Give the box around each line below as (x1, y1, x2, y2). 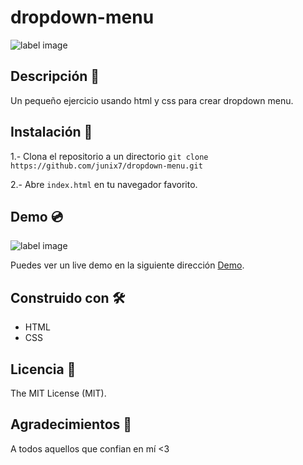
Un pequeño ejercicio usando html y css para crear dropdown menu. (10, 94, 294, 106)
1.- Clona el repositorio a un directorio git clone (10, 150, 209, 162)
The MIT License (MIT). (10, 387, 107, 399)
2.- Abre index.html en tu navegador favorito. (10, 178, 198, 190)
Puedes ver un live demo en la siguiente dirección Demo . (10, 259, 245, 271)
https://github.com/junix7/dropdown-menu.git (10, 161, 203, 171)
